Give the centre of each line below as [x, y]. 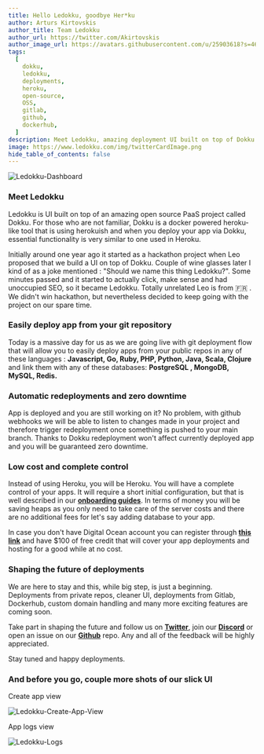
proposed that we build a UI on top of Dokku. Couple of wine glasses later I [130, 262]
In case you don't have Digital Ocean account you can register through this [130, 533]
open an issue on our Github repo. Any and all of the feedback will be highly [132, 635]
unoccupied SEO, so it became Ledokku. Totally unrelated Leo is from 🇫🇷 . [130, 287]
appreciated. [29, 643]
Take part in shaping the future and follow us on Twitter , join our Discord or [131, 627]
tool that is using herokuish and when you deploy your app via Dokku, [134, 231]
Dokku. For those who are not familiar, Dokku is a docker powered [115, 222]
